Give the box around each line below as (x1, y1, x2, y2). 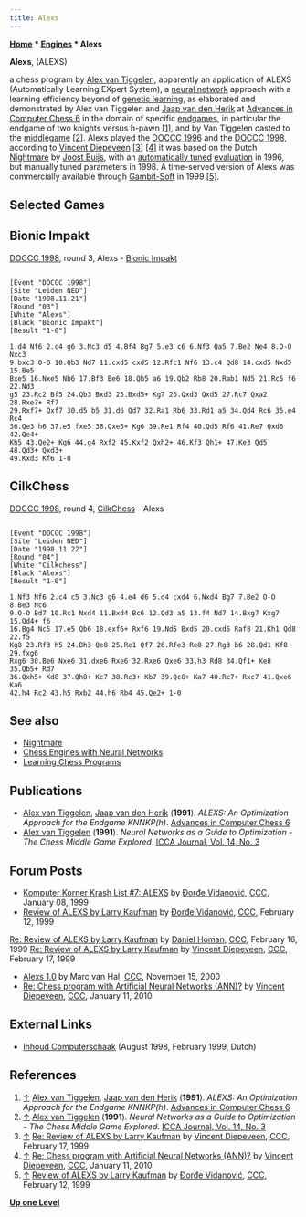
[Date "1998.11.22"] (9, 544, 89, 553)
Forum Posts (9, 863, 83, 878)
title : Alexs (9, 13, 59, 23)
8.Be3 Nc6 (9, 600, 47, 610)
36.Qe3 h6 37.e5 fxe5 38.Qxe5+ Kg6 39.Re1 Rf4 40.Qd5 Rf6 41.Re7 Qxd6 (9, 422, 284, 431)
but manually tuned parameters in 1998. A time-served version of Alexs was (9, 161, 295, 172)
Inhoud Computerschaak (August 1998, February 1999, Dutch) (22, 1041, 257, 1052)
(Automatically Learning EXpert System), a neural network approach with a (9, 83, 291, 94)
